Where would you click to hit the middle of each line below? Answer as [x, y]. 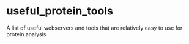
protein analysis [26, 34]
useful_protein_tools [60, 11]
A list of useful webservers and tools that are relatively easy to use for [94, 28]
